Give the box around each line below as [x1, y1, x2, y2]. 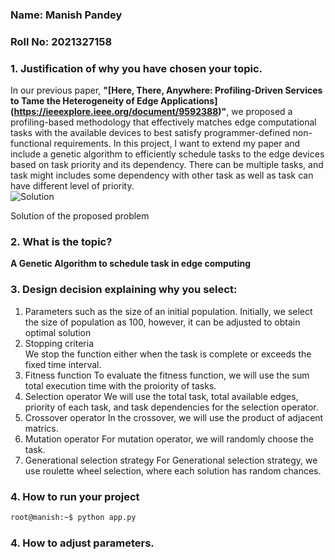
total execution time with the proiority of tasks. [24, 379, 217, 392]
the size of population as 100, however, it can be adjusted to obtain [24, 316, 301, 328]
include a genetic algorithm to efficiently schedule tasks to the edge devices [10, 148, 325, 160]
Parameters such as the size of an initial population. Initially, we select [24, 305, 313, 317]
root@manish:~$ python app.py [10, 513, 137, 523]
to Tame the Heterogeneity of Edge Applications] [10, 95, 218, 107]
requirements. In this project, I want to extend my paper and [53, 138, 301, 150]
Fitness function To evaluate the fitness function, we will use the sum [24, 369, 310, 381]
